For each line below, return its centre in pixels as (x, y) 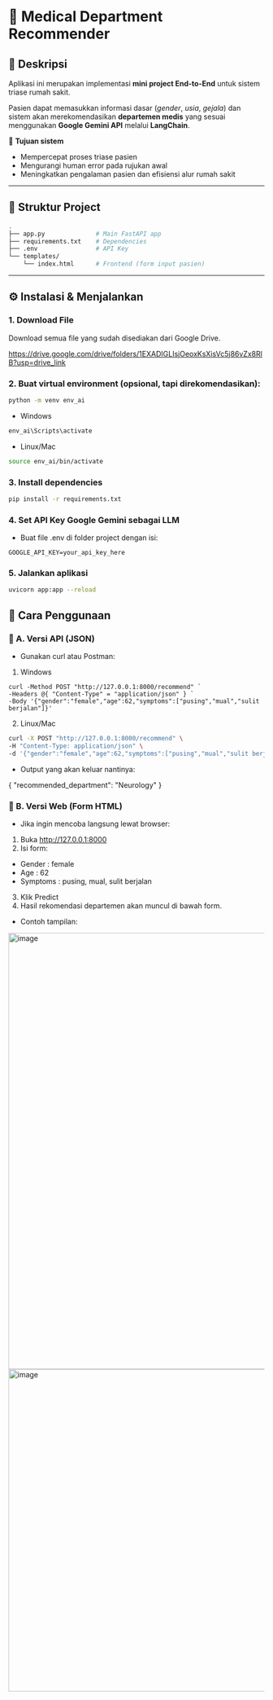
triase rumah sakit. (39, 92)
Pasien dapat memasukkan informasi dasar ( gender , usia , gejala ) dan (125, 108)
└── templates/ (34, 257)
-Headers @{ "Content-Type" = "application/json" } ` (102, 694)
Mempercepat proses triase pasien (79, 157)
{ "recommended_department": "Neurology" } (85, 784)
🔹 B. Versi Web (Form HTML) (66, 806)
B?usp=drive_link (37, 362)
